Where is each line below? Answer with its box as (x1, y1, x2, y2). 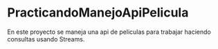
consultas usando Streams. (7, 35, 85, 43)
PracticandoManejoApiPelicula (7, 5, 189, 21)
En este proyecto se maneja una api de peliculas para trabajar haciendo (7, 28, 211, 36)
